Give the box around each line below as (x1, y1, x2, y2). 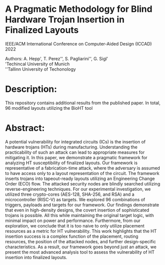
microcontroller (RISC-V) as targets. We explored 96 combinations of (5, 196, 146, 202)
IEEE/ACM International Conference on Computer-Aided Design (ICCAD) (5, 41, 152, 46)
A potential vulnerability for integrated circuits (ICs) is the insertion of (5, 138, 146, 144)
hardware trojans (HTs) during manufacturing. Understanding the (5, 144, 138, 150)
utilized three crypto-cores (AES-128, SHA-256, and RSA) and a (5, 191, 135, 197)
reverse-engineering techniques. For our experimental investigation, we (5, 186, 151, 192)
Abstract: (5, 123, 45, 134)
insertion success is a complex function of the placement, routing (5, 233, 138, 239)
